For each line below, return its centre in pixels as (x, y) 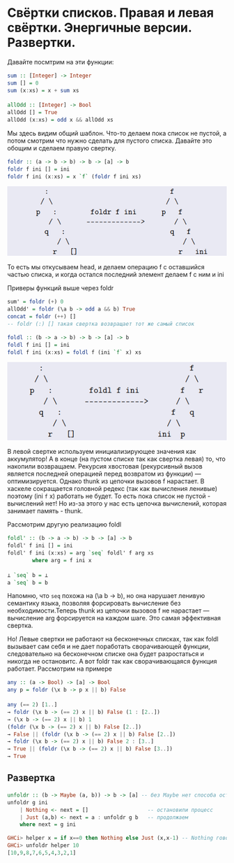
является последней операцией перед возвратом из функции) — (104, 474)
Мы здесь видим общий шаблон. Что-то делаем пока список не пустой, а (117, 134)
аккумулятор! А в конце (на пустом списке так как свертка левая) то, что (117, 459)
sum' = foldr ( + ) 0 (36, 302)
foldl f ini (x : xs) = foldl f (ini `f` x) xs (74, 352)
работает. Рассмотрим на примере (60, 669)
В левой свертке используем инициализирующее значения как (102, 452)
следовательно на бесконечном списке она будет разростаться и (106, 654)
